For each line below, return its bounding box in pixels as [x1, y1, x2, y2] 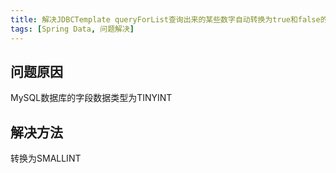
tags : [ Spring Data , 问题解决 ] [10, 24, 135, 34]
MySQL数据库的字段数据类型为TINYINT [10, 92, 173, 104]
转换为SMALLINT [10, 152, 82, 165]
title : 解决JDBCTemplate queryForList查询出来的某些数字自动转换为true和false [10, 14, 321, 25]
